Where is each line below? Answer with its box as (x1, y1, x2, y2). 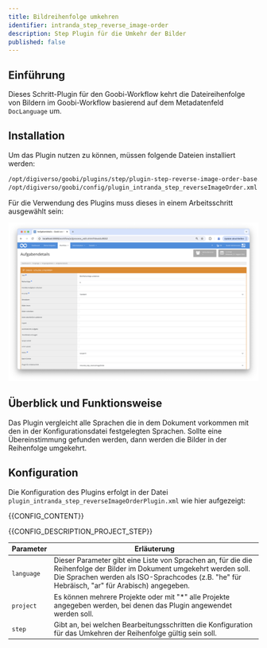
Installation (8, 129, 65, 143)
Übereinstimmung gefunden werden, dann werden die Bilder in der (8, 434, 227, 444)
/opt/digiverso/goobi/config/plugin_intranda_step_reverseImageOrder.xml (8, 183, 258, 191)
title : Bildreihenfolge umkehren (8, 13, 119, 21)
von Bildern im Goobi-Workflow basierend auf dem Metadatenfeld (8, 98, 224, 107)
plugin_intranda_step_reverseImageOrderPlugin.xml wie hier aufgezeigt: (8, 496, 246, 505)
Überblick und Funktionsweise (8, 397, 163, 411)
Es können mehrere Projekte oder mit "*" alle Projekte (53, 592, 230, 601)
